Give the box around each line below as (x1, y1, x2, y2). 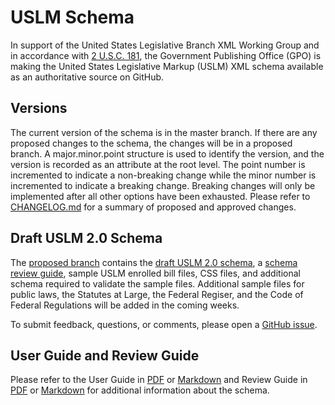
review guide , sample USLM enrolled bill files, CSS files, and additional (10, 267, 301, 279)
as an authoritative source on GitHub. (10, 71, 165, 83)
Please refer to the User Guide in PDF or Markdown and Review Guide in (10, 374, 308, 386)
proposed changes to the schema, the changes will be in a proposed (10, 137, 293, 149)
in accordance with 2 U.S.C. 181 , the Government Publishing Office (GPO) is (10, 49, 322, 61)
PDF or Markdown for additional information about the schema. (10, 384, 270, 396)
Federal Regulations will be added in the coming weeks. (10, 299, 240, 311)
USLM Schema (10, 6, 135, 29)
